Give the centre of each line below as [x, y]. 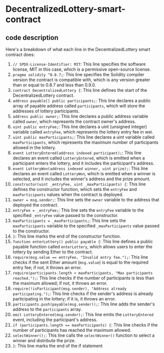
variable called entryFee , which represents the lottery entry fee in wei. [83, 132]
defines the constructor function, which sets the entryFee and [75, 189]
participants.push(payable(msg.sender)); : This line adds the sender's [84, 304]
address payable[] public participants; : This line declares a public [82, 101]
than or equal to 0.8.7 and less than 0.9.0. [54, 85]
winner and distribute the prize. [44, 340]
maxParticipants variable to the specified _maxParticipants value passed [86, 226]
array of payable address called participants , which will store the [79, 106]
